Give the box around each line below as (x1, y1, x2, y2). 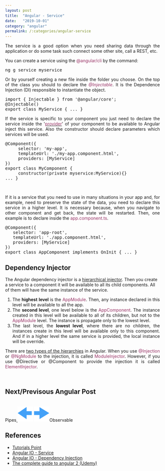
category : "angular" (5, 24, 48, 29)
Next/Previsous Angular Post (5, 388, 96, 396)
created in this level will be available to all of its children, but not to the (12, 312, 160, 318)
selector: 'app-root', (13, 230, 68, 235)
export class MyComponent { (5, 166, 73, 171)
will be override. (12, 338, 45, 344)
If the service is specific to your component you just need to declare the (5, 116, 160, 122)
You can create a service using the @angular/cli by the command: (5, 58, 138, 64)
